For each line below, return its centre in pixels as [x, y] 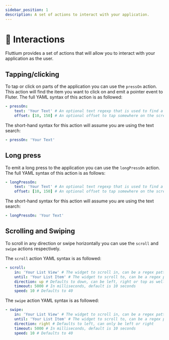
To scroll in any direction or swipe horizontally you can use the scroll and [82, 243]
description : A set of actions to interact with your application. [77, 15]
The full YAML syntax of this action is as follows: [55, 173]
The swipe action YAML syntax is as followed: [52, 301]
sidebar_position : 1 [27, 10]
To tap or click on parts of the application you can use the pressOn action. [81, 86]
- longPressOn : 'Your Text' [35, 216]
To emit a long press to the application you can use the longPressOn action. [82, 167]
